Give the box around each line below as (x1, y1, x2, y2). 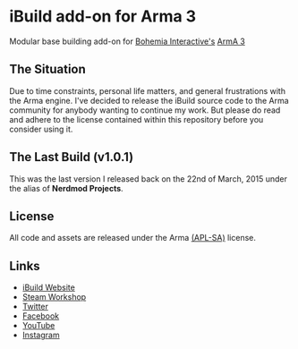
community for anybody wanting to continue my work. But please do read (9, 105, 281, 115)
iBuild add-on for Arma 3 (9, 6, 197, 27)
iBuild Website (21, 282, 76, 293)
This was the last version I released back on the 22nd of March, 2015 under (9, 173, 288, 184)
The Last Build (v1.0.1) (9, 149, 134, 165)
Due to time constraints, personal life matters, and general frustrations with (9, 85, 286, 96)
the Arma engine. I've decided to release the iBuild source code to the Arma (9, 95, 289, 106)
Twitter (21, 302, 49, 312)
